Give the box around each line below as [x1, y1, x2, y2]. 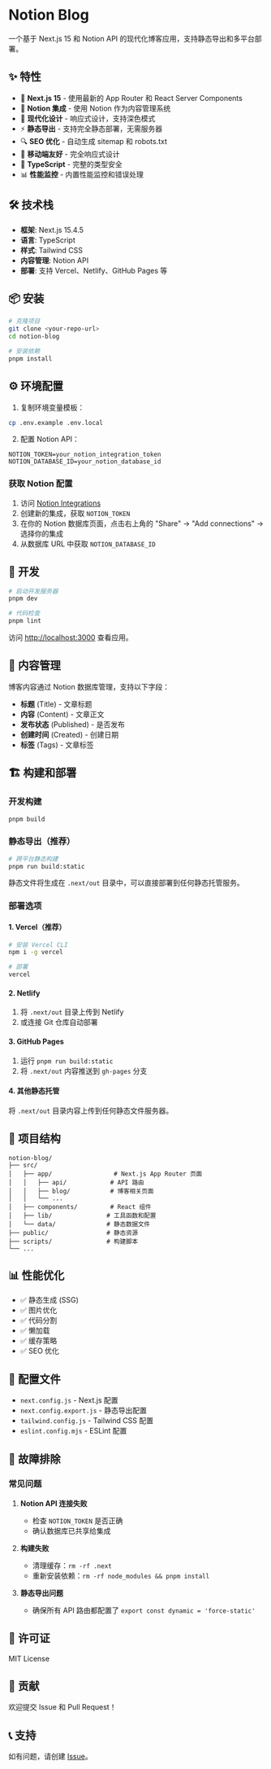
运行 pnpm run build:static [19, 1056, 114, 1066]
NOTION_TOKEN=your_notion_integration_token [8, 450, 161, 459]
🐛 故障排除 [8, 1452, 61, 1466]
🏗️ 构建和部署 [8, 766, 77, 780]
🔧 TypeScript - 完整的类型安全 [19, 159, 123, 169]
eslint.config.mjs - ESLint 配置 [19, 1426, 127, 1436]
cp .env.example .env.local [8, 418, 104, 427]
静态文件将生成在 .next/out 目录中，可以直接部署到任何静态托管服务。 [8, 878, 245, 888]
